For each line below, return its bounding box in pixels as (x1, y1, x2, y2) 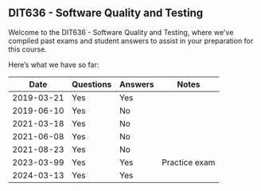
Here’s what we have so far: (8, 60, 99, 69)
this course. (8, 44, 48, 54)
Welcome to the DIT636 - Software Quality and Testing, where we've (8, 27, 234, 37)
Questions (71, 79, 112, 90)
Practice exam (162, 157, 216, 168)
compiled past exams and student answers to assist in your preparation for (8, 36, 254, 45)
